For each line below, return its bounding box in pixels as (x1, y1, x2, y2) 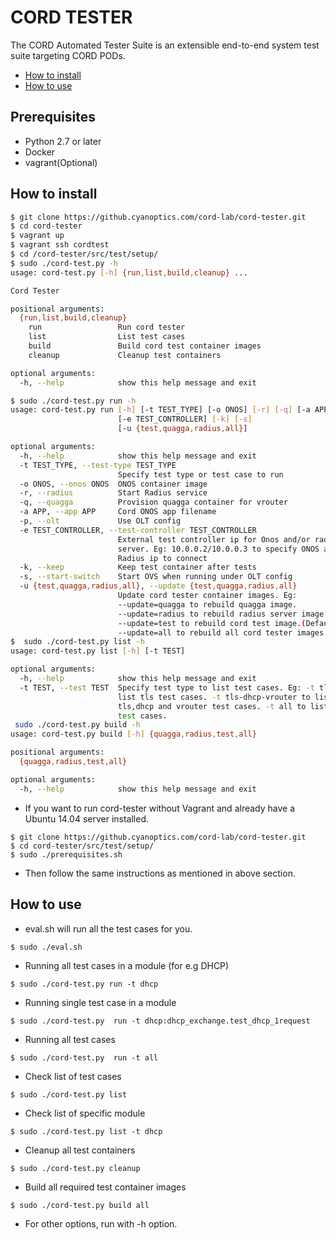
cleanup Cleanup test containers (28, 350, 222, 360)
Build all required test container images (24, 1181, 187, 1193)
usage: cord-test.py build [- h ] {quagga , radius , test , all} (10, 729, 257, 740)
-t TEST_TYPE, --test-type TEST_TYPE (19, 460, 177, 470)
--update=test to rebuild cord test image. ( (117, 618, 307, 628)
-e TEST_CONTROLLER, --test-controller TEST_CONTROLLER (19, 525, 257, 535)
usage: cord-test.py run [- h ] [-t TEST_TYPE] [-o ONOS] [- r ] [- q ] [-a (10, 405, 311, 415)
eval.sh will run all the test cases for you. (24, 922, 193, 935)
